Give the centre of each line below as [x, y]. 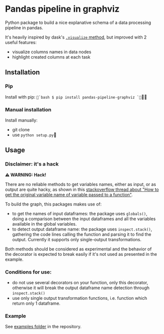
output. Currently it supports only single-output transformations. [77, 239]
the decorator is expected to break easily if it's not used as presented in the [81, 254]
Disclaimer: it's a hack [32, 164]
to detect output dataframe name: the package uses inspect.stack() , [82, 229]
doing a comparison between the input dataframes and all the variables [84, 219]
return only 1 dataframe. [36, 303]
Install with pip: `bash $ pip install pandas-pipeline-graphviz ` [76, 97]
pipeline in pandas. [24, 27]
